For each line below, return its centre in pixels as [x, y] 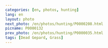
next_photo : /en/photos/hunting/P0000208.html [54, 24]
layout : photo [20, 19]
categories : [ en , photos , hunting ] [42, 10]
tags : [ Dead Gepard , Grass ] [34, 38]
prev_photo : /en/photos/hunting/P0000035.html [54, 33]
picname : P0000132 [24, 28]
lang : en [14, 14]
